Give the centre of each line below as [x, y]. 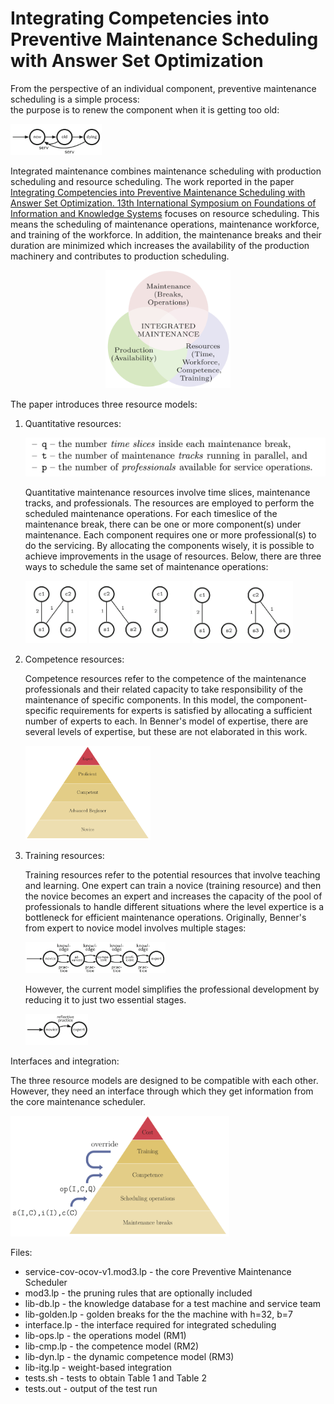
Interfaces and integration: [65, 1061]
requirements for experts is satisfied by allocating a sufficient [186, 711]
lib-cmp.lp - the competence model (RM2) [112, 1346]
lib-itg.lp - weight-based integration [98, 1367]
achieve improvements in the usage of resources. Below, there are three [173, 556]
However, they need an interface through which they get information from [162, 1091]
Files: [21, 1252]
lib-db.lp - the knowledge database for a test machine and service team [173, 1303]
